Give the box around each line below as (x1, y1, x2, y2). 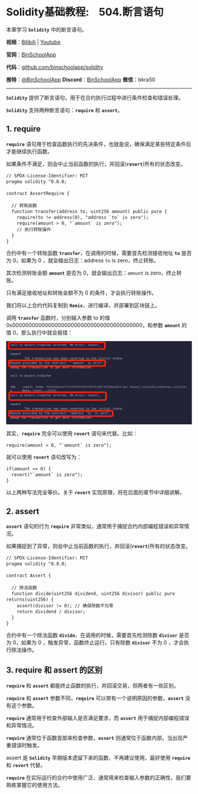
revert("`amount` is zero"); (11, 472, 83, 478)
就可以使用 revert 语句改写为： (6, 454, 82, 461)
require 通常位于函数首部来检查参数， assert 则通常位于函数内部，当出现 (6, 734, 183, 741)
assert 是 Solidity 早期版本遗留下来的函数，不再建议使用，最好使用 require (6, 754, 191, 761)
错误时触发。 (11, 742, 42, 749)
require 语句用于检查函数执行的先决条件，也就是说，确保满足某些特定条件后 (6, 140, 192, 147)
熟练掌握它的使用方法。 (6, 781, 63, 788)
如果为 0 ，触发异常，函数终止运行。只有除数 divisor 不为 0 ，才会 (21, 638, 184, 646)
